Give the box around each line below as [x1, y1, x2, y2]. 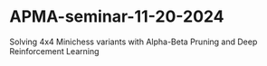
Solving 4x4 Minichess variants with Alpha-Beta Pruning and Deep [9, 36, 258, 47]
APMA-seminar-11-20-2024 [9, 6, 224, 27]
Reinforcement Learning [9, 45, 100, 56]
